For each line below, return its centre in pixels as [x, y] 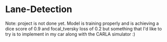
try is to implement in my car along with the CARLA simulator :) [70, 34]
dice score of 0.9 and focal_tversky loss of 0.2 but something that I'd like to [84, 28]
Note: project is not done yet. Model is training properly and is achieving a [82, 23]
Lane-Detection [39, 9]
